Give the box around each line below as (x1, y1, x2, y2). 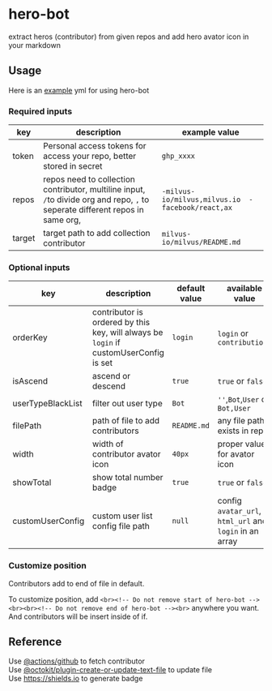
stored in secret (43, 161, 103, 172)
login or (217, 328, 249, 339)
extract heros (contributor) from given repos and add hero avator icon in (8, 32, 249, 41)
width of (91, 439, 124, 450)
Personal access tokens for (43, 140, 147, 152)
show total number (91, 472, 164, 483)
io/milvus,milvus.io (161, 195, 241, 204)
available (226, 283, 263, 294)
